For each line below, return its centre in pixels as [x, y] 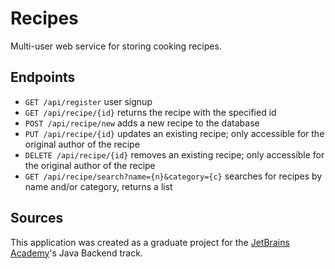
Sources [37, 218]
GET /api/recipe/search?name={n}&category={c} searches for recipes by [173, 176]
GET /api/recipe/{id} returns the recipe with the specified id [150, 112]
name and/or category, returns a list [98, 186]
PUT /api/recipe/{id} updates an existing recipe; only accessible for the [174, 133]
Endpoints [43, 77]
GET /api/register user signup [88, 101]
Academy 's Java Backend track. [76, 253]
